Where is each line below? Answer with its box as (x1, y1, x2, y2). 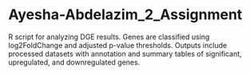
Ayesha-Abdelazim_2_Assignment (8, 6, 243, 24)
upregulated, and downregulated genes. (8, 57, 141, 67)
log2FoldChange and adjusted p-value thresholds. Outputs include (8, 40, 228, 49)
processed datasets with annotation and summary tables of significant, (8, 49, 242, 58)
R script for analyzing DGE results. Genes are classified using (8, 32, 210, 41)
